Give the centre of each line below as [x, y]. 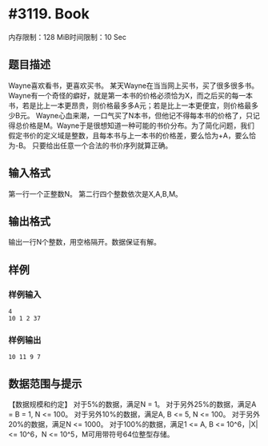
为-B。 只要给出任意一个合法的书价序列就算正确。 [90, 145]
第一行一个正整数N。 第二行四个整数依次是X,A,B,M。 [95, 193]
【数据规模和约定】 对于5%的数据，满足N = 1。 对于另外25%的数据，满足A [132, 404]
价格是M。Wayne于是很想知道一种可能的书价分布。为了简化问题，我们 [138, 125]
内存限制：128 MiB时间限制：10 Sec [67, 37]
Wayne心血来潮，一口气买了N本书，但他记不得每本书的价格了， [141, 115]
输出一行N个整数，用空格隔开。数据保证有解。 [85, 242]
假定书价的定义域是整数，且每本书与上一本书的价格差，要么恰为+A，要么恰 [132, 135]
